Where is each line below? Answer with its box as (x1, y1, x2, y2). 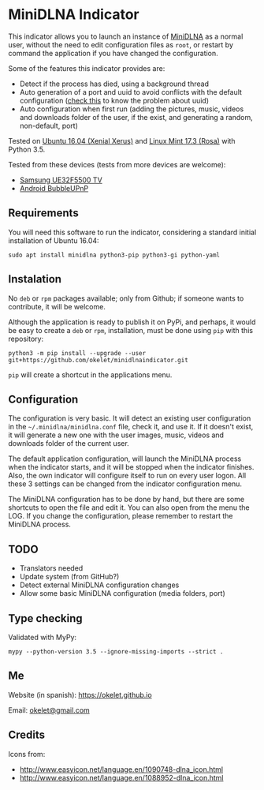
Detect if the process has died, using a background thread (19, 79, 209, 88)
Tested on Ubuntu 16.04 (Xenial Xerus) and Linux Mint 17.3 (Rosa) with (8, 136, 236, 145)
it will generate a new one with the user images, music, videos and (8, 430, 225, 440)
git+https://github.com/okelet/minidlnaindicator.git (8, 356, 189, 364)
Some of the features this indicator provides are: (8, 63, 165, 73)
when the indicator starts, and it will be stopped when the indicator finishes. (8, 462, 255, 472)
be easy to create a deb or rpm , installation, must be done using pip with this (8, 325, 254, 335)
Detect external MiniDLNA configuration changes (19, 580, 180, 590)
